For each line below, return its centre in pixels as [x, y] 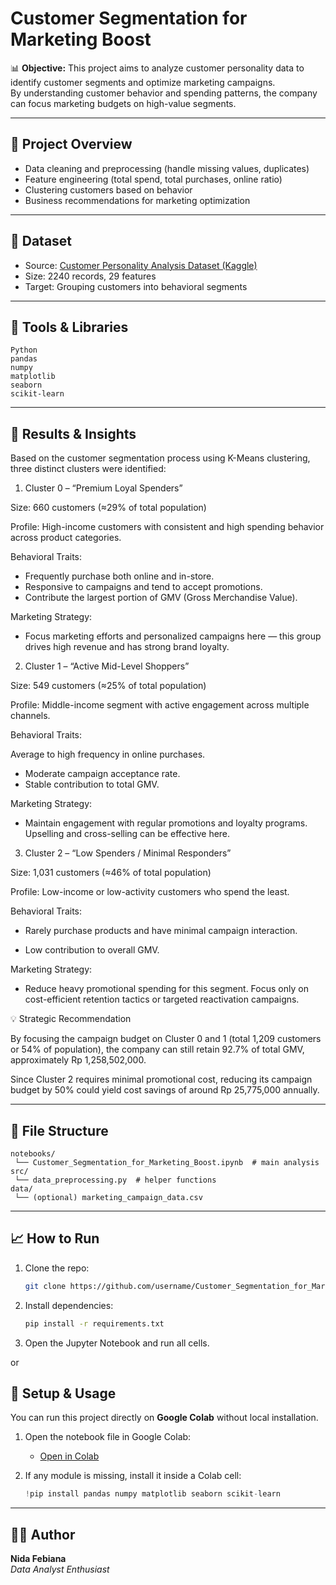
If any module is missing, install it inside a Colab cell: [133, 1476]
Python [24, 350]
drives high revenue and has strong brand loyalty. [127, 647]
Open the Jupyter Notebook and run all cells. [117, 1343]
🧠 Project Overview [71, 144]
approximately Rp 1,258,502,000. [78, 1060]
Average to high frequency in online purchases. [108, 754]
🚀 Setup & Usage [63, 1393]
